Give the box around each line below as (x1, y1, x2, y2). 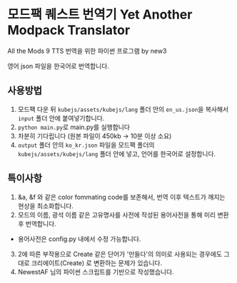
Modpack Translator (7, 22, 131, 38)
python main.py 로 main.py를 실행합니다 (17, 123, 131, 131)
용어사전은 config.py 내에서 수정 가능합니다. (17, 235, 141, 243)
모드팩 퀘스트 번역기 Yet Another (7, 6, 193, 23)
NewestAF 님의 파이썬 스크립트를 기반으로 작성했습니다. (17, 267, 174, 276)
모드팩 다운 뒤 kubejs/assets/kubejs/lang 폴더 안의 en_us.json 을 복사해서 (17, 105, 229, 113)
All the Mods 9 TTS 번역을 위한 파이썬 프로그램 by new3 (7, 46, 167, 55)
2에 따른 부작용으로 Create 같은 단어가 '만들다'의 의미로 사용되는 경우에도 (17, 249, 223, 258)
